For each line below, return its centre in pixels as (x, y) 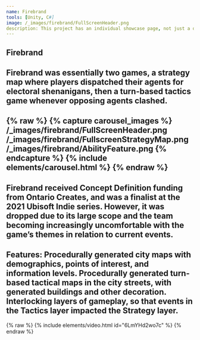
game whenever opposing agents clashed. (87, 101)
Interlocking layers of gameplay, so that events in (100, 302)
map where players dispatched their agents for (95, 82)
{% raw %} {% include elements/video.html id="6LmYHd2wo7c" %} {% (94, 325)
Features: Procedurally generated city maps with (99, 255)
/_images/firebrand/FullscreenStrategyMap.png (97, 140)
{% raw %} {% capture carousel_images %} (89, 121)
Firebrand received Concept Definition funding (95, 188)
